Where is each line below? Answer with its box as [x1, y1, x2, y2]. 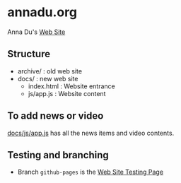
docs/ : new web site [17, 74, 78, 83]
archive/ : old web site [17, 66, 83, 75]
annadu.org [7, 4, 78, 20]
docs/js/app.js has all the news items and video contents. [7, 129, 175, 137]
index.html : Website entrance [28, 82, 115, 90]
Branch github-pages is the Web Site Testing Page [17, 167, 164, 177]
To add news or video [7, 110, 104, 122]
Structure [7, 48, 51, 60]
